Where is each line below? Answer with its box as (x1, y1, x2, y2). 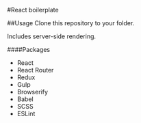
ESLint (16, 109, 36, 118)
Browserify (16, 88, 48, 96)
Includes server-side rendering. (7, 32, 97, 40)
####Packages (7, 46, 50, 53)
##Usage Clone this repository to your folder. (7, 19, 135, 27)
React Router (16, 66, 54, 74)
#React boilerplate (7, 6, 60, 14)
